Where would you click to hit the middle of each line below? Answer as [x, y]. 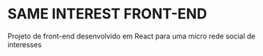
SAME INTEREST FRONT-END [107, 14]
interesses [24, 44]
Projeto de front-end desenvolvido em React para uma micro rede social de [131, 36]
